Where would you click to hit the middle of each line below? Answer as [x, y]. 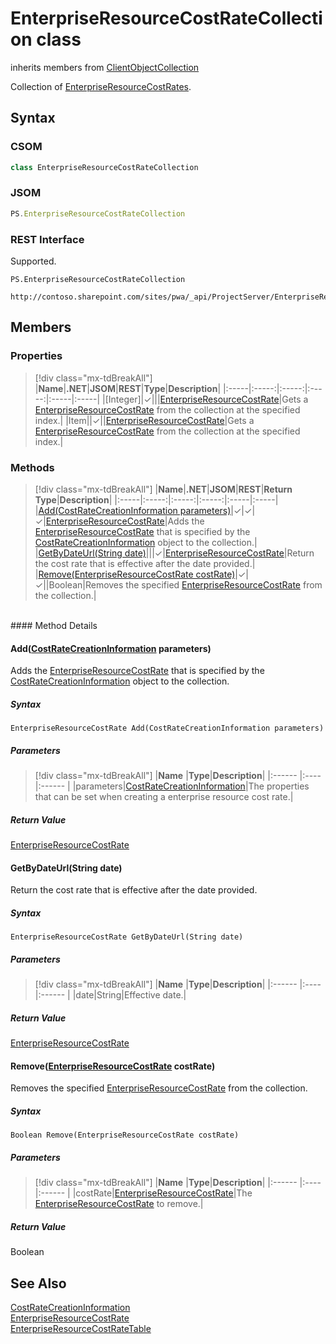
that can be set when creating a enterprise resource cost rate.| [164, 797]
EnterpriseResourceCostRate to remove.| [119, 1204]
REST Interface [47, 239]
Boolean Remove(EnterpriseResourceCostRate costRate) [125, 1135]
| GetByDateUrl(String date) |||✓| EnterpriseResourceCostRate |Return [174, 553]
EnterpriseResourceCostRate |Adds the [125, 521]
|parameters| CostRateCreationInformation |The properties [191, 786]
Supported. [33, 261]
